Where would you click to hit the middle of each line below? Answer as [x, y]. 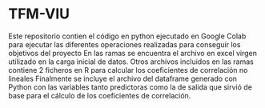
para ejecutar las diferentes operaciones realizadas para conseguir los [124, 44]
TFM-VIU [39, 14]
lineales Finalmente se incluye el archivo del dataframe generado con [123, 78]
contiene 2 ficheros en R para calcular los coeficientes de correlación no [128, 70]
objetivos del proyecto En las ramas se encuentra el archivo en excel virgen [133, 53]
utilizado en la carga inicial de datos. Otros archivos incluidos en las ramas [131, 62]
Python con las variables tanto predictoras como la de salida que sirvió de [130, 87]
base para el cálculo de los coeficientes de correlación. [100, 95]
